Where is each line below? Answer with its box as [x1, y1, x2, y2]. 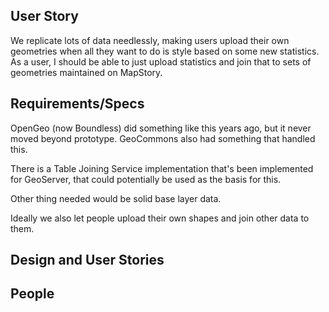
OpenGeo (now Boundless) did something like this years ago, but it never [10, 122, 312, 134]
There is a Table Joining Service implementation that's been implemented [10, 162, 314, 174]
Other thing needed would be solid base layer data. [10, 192, 222, 204]
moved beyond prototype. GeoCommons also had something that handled [10, 132, 316, 144]
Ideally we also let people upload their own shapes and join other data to [10, 212, 310, 224]
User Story [10, 8, 79, 25]
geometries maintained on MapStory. [10, 66, 163, 78]
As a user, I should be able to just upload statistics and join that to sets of [10, 55, 312, 68]
